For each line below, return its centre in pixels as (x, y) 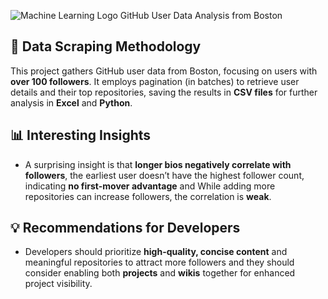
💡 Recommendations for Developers (125, 228)
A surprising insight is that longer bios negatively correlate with (158, 164)
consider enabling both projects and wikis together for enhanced (160, 273)
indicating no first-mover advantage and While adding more (150, 186)
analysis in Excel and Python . (71, 102)
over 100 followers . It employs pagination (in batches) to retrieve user (155, 81)
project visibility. (58, 284)
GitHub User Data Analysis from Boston (201, 15)
